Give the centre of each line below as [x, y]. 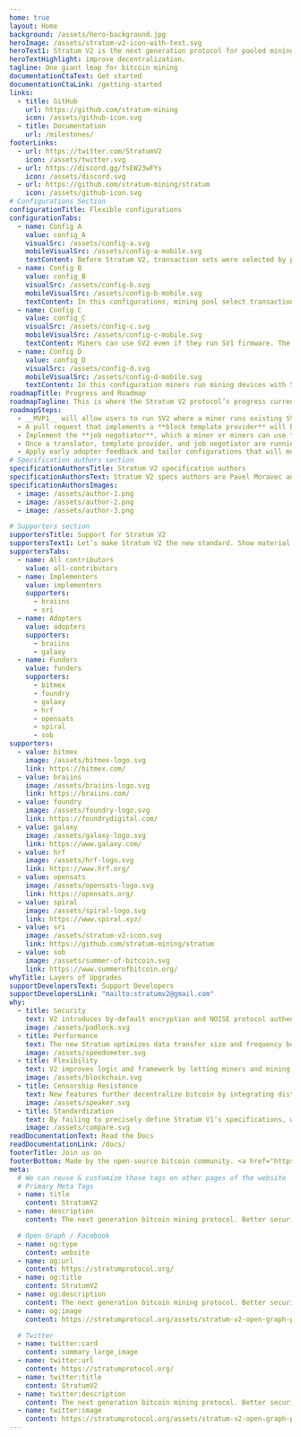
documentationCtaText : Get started [76, 76]
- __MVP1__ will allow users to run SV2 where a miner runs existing [150, 419]
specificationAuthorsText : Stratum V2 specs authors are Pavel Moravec [146, 477]
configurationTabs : [46, 218]
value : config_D [56, 360]
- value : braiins [50, 777]
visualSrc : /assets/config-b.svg [88, 285]
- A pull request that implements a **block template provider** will [152, 427]
